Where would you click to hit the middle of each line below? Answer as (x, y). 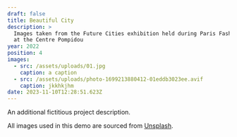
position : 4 (25, 53)
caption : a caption (49, 72)
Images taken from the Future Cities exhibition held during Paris (115, 33)
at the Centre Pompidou (48, 40)
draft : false (26, 14)
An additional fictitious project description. (69, 112)
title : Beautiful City (41, 20)
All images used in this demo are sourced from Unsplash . (91, 126)
